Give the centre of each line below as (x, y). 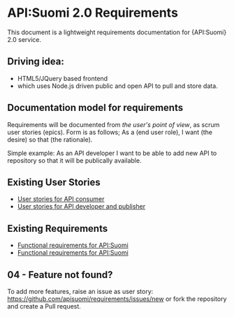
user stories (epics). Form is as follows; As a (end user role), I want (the (110, 132)
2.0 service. (24, 39)
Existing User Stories (54, 182)
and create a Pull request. (44, 306)
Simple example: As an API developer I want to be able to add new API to (112, 153)
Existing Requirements (58, 228)
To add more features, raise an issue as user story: (80, 292)
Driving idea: (36, 62)
